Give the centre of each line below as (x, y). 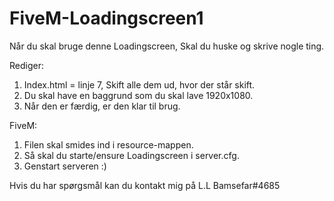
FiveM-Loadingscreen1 (106, 18)
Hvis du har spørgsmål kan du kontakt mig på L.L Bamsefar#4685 (145, 185)
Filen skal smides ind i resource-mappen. (108, 144)
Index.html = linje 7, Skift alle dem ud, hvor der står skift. (139, 84)
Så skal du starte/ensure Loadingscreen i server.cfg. (131, 155)
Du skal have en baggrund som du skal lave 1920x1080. (138, 95)
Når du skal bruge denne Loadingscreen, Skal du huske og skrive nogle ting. (167, 46)
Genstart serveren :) (65, 166)
